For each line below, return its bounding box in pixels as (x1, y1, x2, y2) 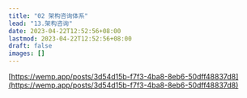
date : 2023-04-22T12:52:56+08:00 (8, 27, 121, 35)
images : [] (8, 49, 45, 58)
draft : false (8, 42, 53, 50)
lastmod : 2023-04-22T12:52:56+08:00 (8, 34, 132, 43)
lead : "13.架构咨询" (8, 19, 73, 28)
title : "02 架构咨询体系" (8, 11, 89, 20)
